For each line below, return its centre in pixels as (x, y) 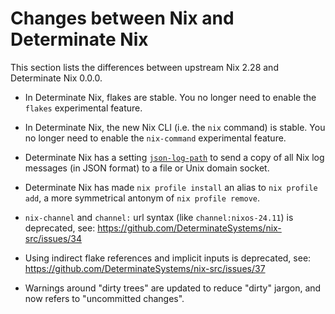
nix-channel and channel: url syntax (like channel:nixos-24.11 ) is (159, 217)
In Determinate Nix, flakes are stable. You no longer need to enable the (170, 97)
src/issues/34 (53, 238)
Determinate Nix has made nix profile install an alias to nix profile (171, 187)
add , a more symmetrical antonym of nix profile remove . (142, 198)
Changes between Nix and (122, 18)
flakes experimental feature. (83, 108)
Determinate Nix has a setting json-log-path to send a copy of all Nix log (174, 157)
